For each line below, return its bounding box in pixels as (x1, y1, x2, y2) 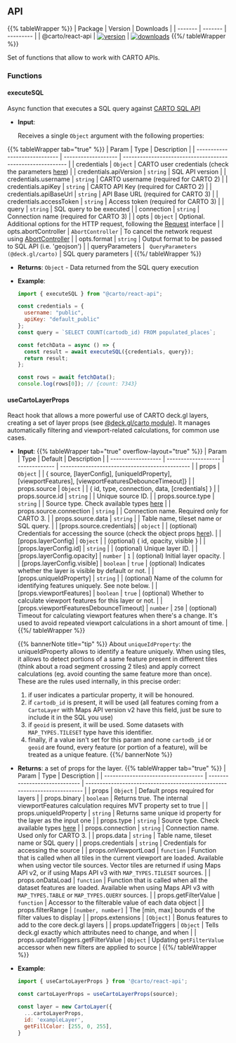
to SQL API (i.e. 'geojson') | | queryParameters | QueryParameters (7, 242, 197, 250)
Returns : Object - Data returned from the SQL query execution (17, 263, 199, 271)
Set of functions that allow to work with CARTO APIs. (7, 53, 160, 62)
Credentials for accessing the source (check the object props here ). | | (17, 530, 222, 538)
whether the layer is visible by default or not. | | (17, 567, 155, 575)
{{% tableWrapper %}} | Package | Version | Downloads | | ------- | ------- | (7, 24, 227, 32)
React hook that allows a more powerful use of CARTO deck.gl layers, (7, 411, 209, 420)
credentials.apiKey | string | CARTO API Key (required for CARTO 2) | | (7, 182, 212, 190)
